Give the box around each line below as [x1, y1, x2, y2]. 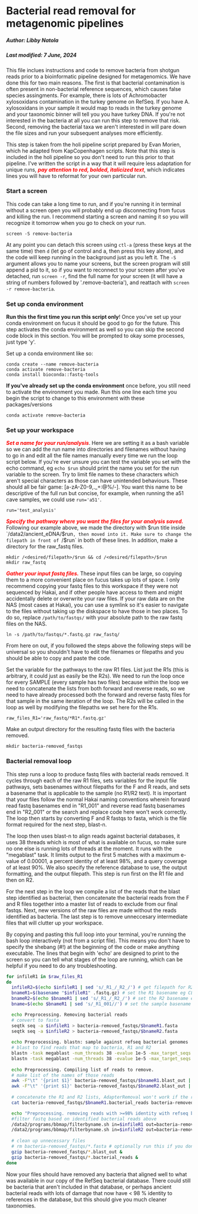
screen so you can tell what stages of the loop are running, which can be [6, 955, 183, 963]
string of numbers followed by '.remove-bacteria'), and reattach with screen [6, 279, 190, 286]
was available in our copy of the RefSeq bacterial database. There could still [6, 1177, 191, 1184]
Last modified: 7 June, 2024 [6, 51, 77, 59]
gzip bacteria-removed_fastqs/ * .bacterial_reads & [11, 1154, 138, 1160]
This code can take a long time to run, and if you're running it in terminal [6, 200, 181, 208]
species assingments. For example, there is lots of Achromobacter [6, 92, 167, 99]
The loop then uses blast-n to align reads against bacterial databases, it [6, 832, 180, 840]
